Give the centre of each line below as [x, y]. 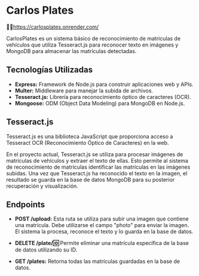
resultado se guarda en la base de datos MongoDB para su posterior [91, 179]
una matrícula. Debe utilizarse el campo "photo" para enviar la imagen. [102, 225]
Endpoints [26, 204]
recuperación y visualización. [42, 186]
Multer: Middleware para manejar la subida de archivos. [84, 91]
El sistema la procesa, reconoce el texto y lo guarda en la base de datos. [104, 232]
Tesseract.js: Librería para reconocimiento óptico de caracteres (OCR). [103, 97]
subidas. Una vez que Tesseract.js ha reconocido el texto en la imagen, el [97, 173]
